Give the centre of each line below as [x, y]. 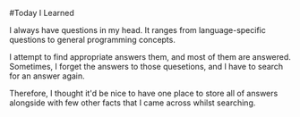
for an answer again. [47, 76]
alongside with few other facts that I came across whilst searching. [133, 103]
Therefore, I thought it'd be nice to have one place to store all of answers [144, 93]
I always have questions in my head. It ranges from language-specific [137, 30]
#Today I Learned [42, 13]
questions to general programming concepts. [93, 40]
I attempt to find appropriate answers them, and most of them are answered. [150, 57]
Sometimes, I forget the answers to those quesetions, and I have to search [146, 67]
